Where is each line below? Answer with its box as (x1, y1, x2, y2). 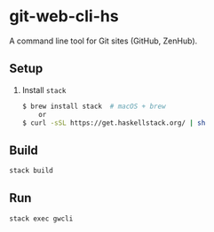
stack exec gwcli (9, 214, 74, 223)
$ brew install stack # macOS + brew (21, 102, 166, 111)
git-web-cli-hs (9, 6, 119, 27)
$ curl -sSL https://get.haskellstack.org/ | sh (21, 118, 206, 128)
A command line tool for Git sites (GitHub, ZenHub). (9, 35, 198, 46)
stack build (9, 166, 53, 175)
